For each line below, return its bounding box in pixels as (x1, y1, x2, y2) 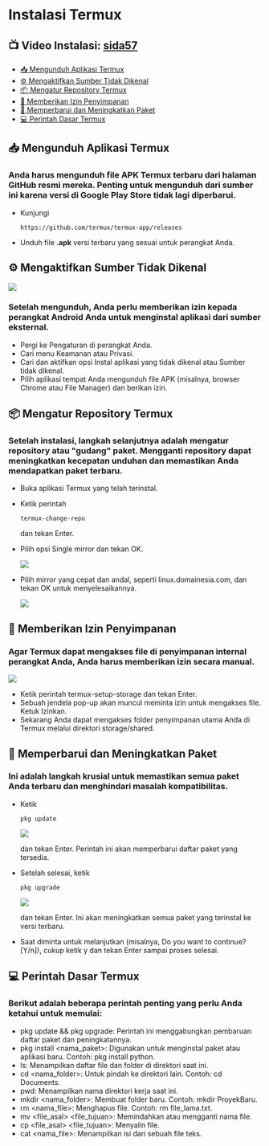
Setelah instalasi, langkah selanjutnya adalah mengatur (8, 436, 229, 447)
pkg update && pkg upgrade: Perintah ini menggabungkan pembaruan (19, 1026, 252, 1036)
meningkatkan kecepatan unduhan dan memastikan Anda (8, 456, 239, 467)
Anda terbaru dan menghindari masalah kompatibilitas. (8, 781, 229, 792)
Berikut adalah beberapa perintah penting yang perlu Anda (8, 998, 243, 1009)
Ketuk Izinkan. (19, 706, 67, 716)
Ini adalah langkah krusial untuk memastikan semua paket (8, 771, 239, 782)
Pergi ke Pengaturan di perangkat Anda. (19, 340, 153, 350)
